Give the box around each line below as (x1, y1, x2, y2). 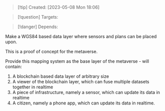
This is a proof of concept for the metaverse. (5, 49, 98, 54)
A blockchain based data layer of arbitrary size (12, 73, 109, 79)
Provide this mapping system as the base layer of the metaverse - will (5, 58, 149, 64)
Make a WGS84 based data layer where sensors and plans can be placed (5, 34, 157, 39)
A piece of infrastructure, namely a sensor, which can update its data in (12, 89, 160, 95)
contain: (5, 64, 22, 69)
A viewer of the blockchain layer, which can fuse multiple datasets (12, 79, 149, 84)
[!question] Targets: (17, 14, 59, 20)
